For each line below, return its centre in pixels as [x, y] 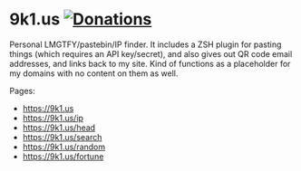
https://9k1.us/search [62, 137]
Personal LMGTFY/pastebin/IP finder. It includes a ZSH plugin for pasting [146, 44]
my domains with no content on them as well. [94, 73]
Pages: [22, 90]
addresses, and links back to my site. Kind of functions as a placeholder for [150, 63]
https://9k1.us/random [64, 147]
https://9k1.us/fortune [63, 156]
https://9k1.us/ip [53, 118]
